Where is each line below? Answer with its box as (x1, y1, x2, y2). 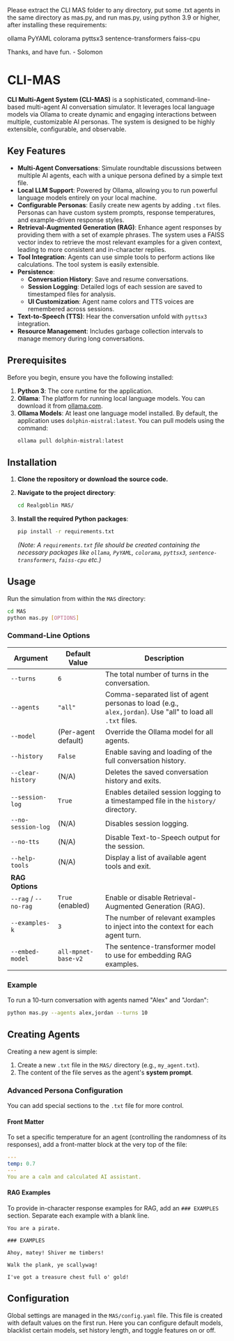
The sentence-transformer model (105, 942, 216, 951)
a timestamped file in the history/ (105, 796, 217, 806)
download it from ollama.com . (17, 401, 103, 410)
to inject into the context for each (105, 921, 214, 931)
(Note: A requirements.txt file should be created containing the (17, 541, 201, 549)
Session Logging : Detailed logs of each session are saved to (27, 282, 203, 290)
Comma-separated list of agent (105, 689, 209, 699)
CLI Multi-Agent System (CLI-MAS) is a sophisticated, (7, 95, 165, 103)
